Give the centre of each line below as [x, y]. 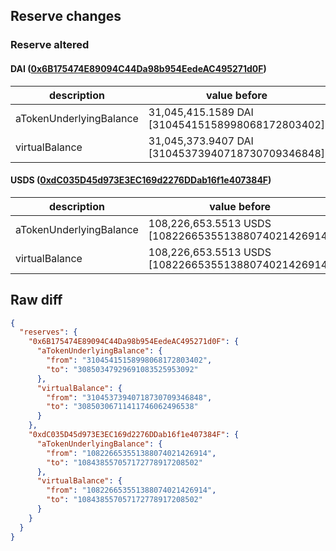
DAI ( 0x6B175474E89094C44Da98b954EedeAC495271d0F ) [138, 68]
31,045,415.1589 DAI [201, 112]
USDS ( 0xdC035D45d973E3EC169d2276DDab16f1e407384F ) [141, 180]
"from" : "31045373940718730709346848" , [129, 397]
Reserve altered [50, 45]
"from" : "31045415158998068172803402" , [129, 360]
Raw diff [36, 300]
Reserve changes [66, 16]
